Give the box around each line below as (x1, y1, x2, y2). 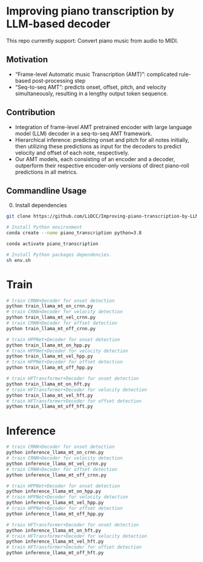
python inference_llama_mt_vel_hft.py (6, 538, 104, 544)
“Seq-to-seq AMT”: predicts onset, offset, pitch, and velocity (14, 83, 167, 91)
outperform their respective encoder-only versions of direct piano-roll (14, 162, 189, 169)
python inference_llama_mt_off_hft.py (6, 550, 104, 556)
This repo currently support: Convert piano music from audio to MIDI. (6, 37, 178, 44)
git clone (6, 213, 31, 220)
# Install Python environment (6, 225, 83, 231)
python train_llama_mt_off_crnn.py (6, 325, 96, 331)
